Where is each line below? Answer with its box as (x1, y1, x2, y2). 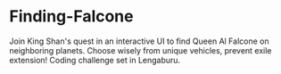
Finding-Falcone (9, 6, 134, 27)
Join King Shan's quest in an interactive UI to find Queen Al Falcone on (9, 36, 269, 46)
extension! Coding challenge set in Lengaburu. (9, 54, 181, 65)
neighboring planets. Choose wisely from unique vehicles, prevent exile (9, 45, 272, 55)
